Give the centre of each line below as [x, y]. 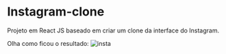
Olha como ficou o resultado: [48, 43]
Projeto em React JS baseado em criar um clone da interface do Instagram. [113, 30]
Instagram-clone [56, 12]
